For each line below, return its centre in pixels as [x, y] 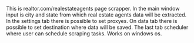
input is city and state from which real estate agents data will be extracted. [96, 15]
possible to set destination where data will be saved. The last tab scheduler [97, 27]
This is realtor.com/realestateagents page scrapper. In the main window [93, 9]
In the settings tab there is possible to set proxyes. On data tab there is [92, 21]
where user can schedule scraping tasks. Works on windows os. [84, 34]
